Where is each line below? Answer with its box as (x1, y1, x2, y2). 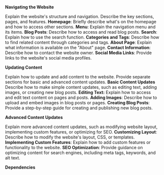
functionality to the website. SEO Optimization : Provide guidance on (5, 145, 143, 150)
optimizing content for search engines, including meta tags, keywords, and (5, 150, 156, 156)
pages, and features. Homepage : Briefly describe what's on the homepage (5, 19, 157, 24)
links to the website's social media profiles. (5, 55, 92, 60)
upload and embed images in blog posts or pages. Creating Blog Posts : (5, 100, 150, 105)
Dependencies (5, 164, 36, 170)
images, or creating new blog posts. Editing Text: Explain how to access (5, 90, 151, 95)
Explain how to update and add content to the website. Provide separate (5, 74, 151, 79)
